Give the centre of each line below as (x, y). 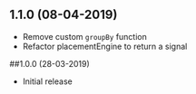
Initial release (47, 81)
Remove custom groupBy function (84, 36)
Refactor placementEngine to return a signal (105, 46)
